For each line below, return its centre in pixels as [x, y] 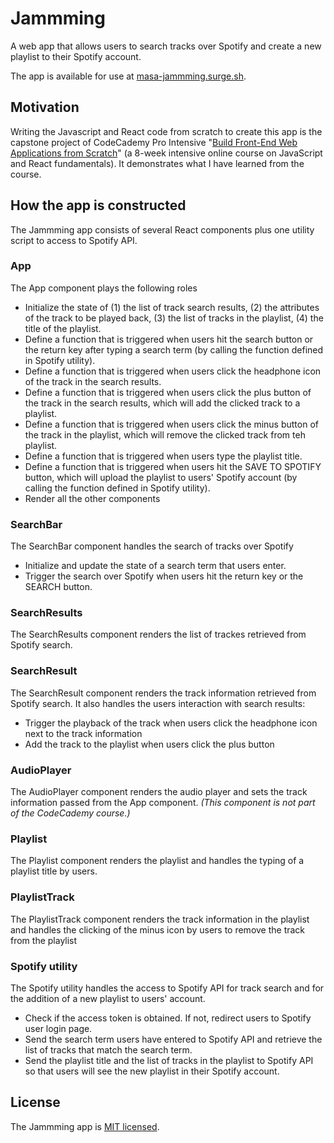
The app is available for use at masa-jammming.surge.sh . [128, 76]
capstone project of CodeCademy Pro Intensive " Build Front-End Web [154, 142]
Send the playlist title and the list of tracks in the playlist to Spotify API [169, 1060]
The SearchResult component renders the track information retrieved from [163, 693]
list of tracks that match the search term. [108, 1049]
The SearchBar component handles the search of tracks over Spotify [152, 546]
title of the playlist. [63, 328]
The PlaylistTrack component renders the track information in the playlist [160, 919]
